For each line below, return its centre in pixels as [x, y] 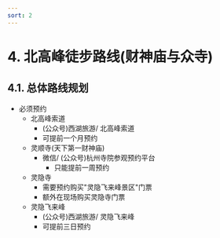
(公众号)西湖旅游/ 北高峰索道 [88, 128]
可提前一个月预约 [70, 137]
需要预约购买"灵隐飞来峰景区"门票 [97, 187]
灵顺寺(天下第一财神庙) [68, 148]
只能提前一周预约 [82, 167]
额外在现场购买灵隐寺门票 [84, 196]
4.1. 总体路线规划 [48, 88]
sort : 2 [20, 15]
